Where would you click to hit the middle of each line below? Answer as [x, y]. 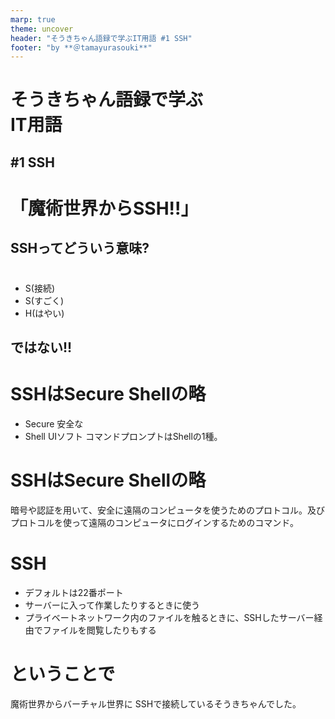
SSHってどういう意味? [80, 248]
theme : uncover [42, 29]
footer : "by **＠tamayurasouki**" [81, 47]
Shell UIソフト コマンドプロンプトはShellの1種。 [123, 436]
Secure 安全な [54, 423]
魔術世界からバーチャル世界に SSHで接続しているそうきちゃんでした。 [156, 703]
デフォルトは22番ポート [74, 592]
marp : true [33, 19]
